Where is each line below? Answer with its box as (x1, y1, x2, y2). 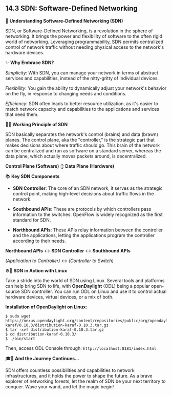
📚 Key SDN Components (5, 173, 60, 179)
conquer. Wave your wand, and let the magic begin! (5, 383, 114, 389)
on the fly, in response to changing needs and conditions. (5, 90, 127, 96)
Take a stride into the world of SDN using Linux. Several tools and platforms (5, 277, 165, 284)
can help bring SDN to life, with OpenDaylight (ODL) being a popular (5, 283, 150, 289)
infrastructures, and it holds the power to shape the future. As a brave (5, 372, 153, 379)
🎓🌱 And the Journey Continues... (5, 355, 79, 361)
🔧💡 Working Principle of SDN (5, 121, 68, 127)
